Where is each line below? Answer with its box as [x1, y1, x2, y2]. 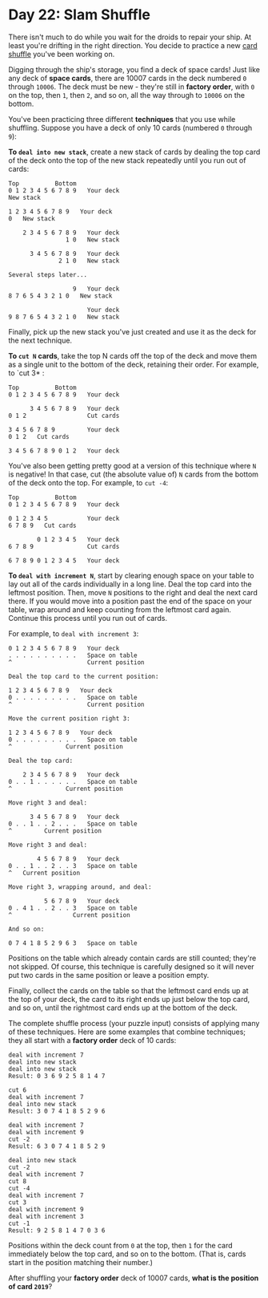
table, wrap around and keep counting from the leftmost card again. [8, 604, 232, 615]
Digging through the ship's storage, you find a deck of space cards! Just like [8, 64, 260, 74]
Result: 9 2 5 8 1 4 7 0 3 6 [8, 1226, 106, 1235]
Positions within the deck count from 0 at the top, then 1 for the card [8, 1240, 234, 1250]
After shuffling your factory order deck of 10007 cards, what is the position [8, 1273, 259, 1283]
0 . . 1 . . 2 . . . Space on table [8, 820, 138, 828]
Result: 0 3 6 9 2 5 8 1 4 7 [8, 1072, 106, 1080]
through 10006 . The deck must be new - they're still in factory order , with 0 [8, 82, 255, 91]
